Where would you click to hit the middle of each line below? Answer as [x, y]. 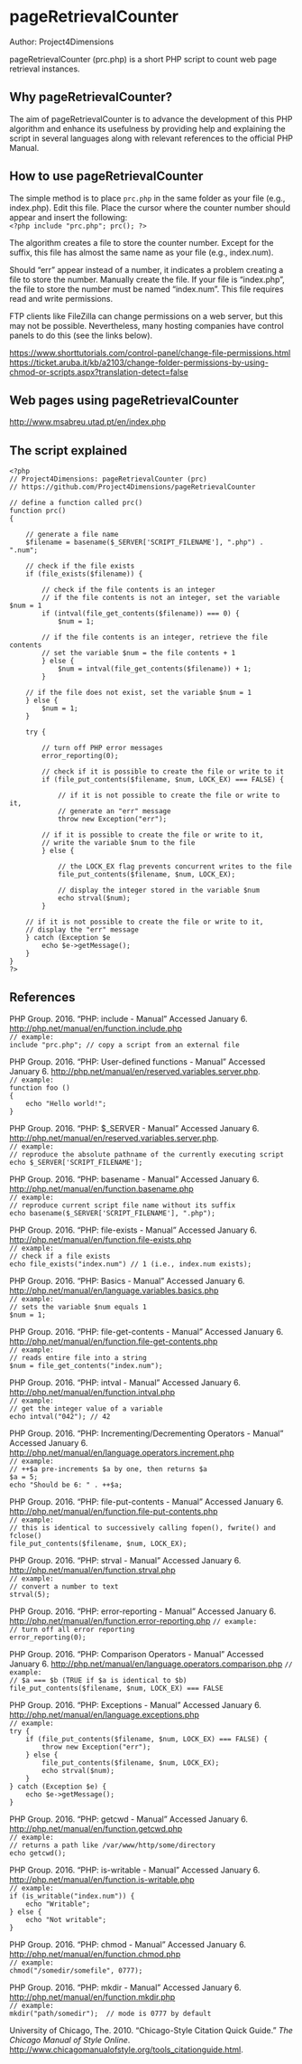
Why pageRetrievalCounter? [91, 97]
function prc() [38, 511]
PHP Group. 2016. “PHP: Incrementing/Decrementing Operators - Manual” [146, 1433]
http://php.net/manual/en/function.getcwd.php [96, 1829]
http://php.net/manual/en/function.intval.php [92, 1392]
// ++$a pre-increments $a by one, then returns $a [108, 1469]
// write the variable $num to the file [119, 843]
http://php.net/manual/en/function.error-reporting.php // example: [133, 1621]
